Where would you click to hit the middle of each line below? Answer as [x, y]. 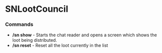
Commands [19, 25]
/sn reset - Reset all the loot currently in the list [60, 46]
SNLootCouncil [37, 9]
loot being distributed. [35, 40]
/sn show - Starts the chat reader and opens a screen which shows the [84, 35]
